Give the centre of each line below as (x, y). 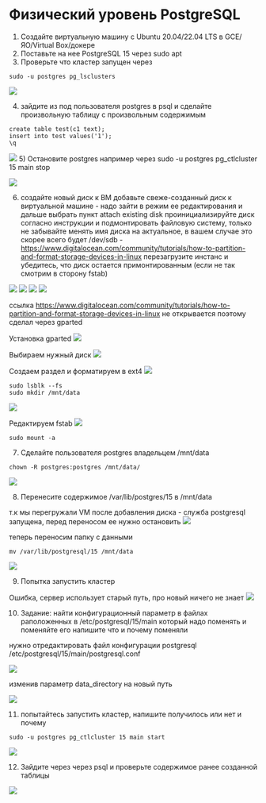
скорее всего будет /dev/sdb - (72, 239)
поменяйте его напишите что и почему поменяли (104, 630)
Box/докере (76, 44)
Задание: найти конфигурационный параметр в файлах (114, 612)
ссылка (21, 305)
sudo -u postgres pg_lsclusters (62, 76)
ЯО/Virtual (37, 44)
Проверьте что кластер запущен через (86, 62)
